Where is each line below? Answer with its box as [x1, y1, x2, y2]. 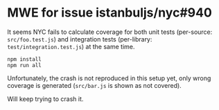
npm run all [7, 62, 42, 68]
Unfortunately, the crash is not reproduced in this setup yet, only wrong [7, 74, 211, 82]
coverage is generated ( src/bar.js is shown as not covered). [7, 81, 182, 89]
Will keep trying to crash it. [7, 95, 84, 103]
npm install [7, 55, 42, 63]
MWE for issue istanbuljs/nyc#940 [7, 5, 213, 21]
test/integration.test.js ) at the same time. [7, 42, 135, 51]
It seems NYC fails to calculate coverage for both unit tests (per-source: [7, 28, 213, 36]
